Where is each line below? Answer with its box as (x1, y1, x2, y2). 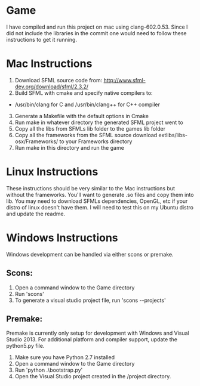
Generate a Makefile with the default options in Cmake (14, 112, 149, 119)
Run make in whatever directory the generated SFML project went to (14, 119, 183, 126)
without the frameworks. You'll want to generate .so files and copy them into (6, 191, 194, 198)
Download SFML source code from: (14, 76, 103, 84)
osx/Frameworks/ (14, 138, 59, 145)
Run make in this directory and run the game (14, 144, 124, 151)
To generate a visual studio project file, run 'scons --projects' (14, 297, 166, 304)
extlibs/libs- (158, 131, 188, 138)
